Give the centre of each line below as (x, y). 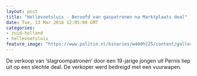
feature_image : (25, 44)
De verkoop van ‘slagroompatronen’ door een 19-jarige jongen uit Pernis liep (98, 61)
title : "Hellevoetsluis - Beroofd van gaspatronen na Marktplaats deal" (97, 17)
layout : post (22, 11)
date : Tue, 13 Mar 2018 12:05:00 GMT (52, 22)
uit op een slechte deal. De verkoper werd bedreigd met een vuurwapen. (94, 67)
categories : (21, 28)
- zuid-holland (25, 33)
